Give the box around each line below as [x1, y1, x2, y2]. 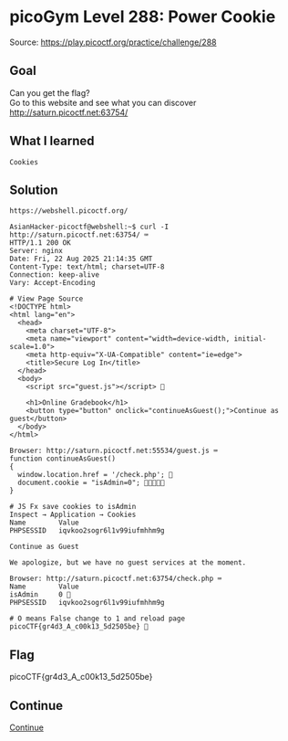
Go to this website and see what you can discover [9, 97, 197, 108]
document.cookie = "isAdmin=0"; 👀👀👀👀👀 [17, 478, 166, 488]
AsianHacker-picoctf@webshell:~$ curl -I [9, 222, 170, 232]
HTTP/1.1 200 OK [9, 238, 71, 248]
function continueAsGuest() [9, 454, 117, 463]
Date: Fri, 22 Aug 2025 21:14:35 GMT [9, 254, 153, 264]
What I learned [9, 133, 95, 149]
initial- [233, 334, 267, 344]
